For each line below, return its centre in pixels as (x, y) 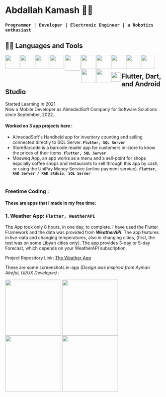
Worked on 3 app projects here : (39, 126)
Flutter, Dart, (141, 76)
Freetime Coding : (27, 191)
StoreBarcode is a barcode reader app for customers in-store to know (84, 147)
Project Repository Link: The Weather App (48, 258)
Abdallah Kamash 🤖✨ (49, 10)
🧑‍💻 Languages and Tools (44, 46)
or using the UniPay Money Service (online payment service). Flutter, (85, 168)
